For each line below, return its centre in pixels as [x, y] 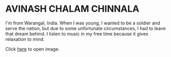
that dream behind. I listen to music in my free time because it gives [77, 34]
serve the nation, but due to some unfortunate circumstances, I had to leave [85, 28]
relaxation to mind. [25, 39]
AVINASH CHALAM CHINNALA [72, 9]
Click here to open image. [33, 49]
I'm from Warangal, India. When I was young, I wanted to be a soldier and [83, 23]
